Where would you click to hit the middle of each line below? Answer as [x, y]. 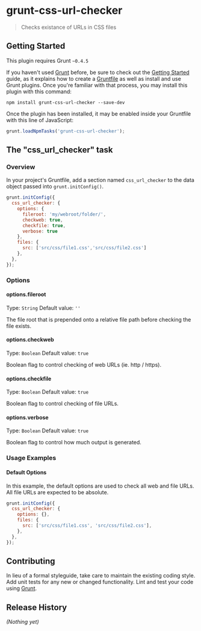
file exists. [19, 326]
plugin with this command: [39, 92]
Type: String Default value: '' [43, 308]
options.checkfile [29, 378]
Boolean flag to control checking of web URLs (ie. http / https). [84, 365]
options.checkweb [30, 340]
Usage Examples [31, 458]
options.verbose [28, 417]
